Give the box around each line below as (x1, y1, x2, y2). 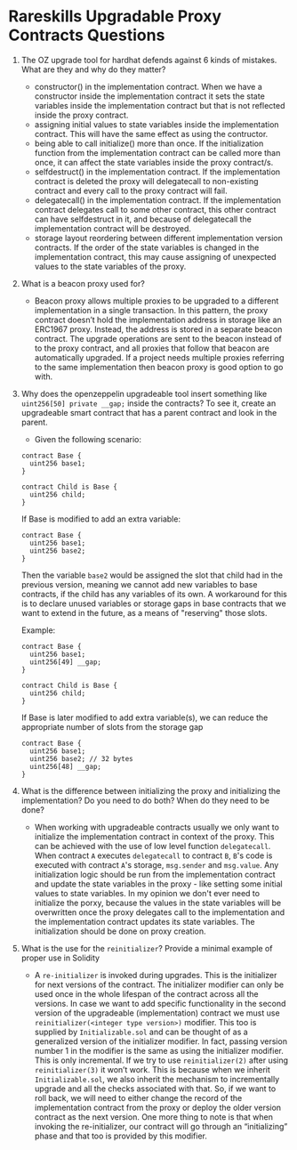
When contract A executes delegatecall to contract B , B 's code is (34, 850, 273, 861)
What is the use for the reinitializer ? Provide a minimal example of (20, 943, 273, 953)
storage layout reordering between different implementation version (34, 232, 284, 243)
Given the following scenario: (34, 433, 141, 444)
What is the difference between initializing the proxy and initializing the (20, 785, 281, 796)
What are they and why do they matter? (20, 64, 166, 75)
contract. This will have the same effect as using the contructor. (34, 128, 269, 139)
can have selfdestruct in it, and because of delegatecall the (34, 214, 253, 224)
